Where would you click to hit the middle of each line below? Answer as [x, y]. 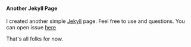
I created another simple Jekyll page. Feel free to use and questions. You [96, 21]
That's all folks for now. [35, 39]
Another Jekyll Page [32, 8]
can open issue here [31, 28]
